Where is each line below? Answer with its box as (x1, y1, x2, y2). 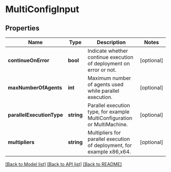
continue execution (87, 54, 134, 60)
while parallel (87, 87, 120, 94)
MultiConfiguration (87, 115, 132, 121)
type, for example (87, 108, 130, 115)
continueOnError (8, 57, 49, 64)
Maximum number (87, 75, 131, 82)
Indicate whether (87, 47, 128, 54)
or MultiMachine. (87, 121, 128, 128)
